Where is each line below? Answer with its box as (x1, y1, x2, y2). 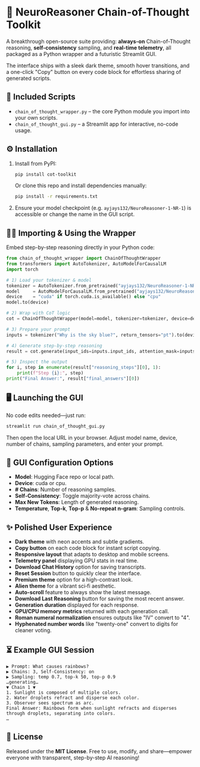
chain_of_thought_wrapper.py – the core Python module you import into (14, 107, 190, 115)
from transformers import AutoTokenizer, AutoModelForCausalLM (6, 261, 167, 267)
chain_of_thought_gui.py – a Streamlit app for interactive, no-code (14, 120, 179, 128)
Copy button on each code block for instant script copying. (14, 545, 161, 552)
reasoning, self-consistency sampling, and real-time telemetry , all (6, 44, 171, 51)
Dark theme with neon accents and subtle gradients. (14, 538, 145, 545)
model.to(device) (6, 299, 49, 306)
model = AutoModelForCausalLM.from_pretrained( (6, 288, 137, 294)
